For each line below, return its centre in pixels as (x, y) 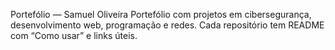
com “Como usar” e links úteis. (74, 35)
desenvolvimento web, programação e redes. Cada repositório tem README (167, 25)
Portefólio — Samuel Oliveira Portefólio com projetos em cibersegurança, (161, 14)
